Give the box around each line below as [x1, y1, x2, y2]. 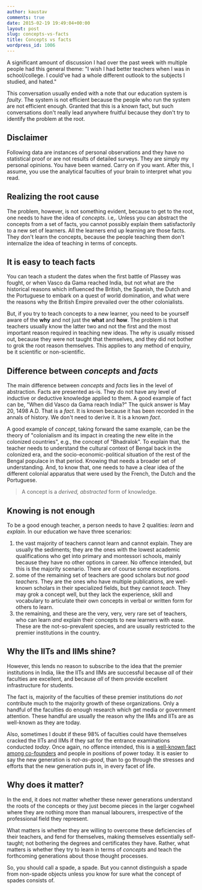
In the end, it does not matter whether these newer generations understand [7, 796, 192, 803]
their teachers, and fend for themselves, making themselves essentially [7, 833, 183, 840]
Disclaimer [7, 133, 48, 143]
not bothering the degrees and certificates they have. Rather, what [25, 839, 190, 847]
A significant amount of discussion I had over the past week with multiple [7, 58, 188, 66]
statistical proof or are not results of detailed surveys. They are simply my [7, 155, 189, 162]
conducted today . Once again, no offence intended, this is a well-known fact [7, 743, 196, 750]
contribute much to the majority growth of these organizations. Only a [7, 699, 179, 707]
